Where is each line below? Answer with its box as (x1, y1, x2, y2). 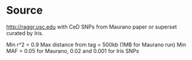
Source (6, 4, 43, 17)
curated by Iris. (6, 29, 44, 36)
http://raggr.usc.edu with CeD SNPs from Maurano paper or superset (6, 23, 177, 30)
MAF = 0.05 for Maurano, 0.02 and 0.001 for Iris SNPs (6, 47, 139, 54)
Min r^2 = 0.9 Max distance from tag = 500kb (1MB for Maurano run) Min (6, 41, 186, 48)
